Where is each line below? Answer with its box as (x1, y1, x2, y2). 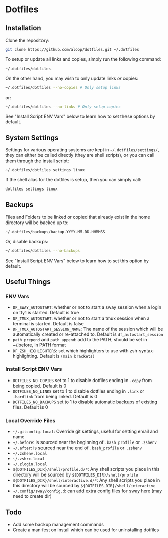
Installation (5, 24, 41, 33)
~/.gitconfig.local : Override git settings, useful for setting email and (12, 428, 158, 434)
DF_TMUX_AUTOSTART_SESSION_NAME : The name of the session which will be (12, 326, 163, 332)
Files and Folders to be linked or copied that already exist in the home (5, 214, 150, 220)
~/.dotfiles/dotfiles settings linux (5, 168, 85, 173)
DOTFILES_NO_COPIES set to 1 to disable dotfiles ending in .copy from (12, 377, 152, 383)
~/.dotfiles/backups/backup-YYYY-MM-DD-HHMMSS (5, 229, 105, 234)
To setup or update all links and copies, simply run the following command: (5, 56, 161, 62)
